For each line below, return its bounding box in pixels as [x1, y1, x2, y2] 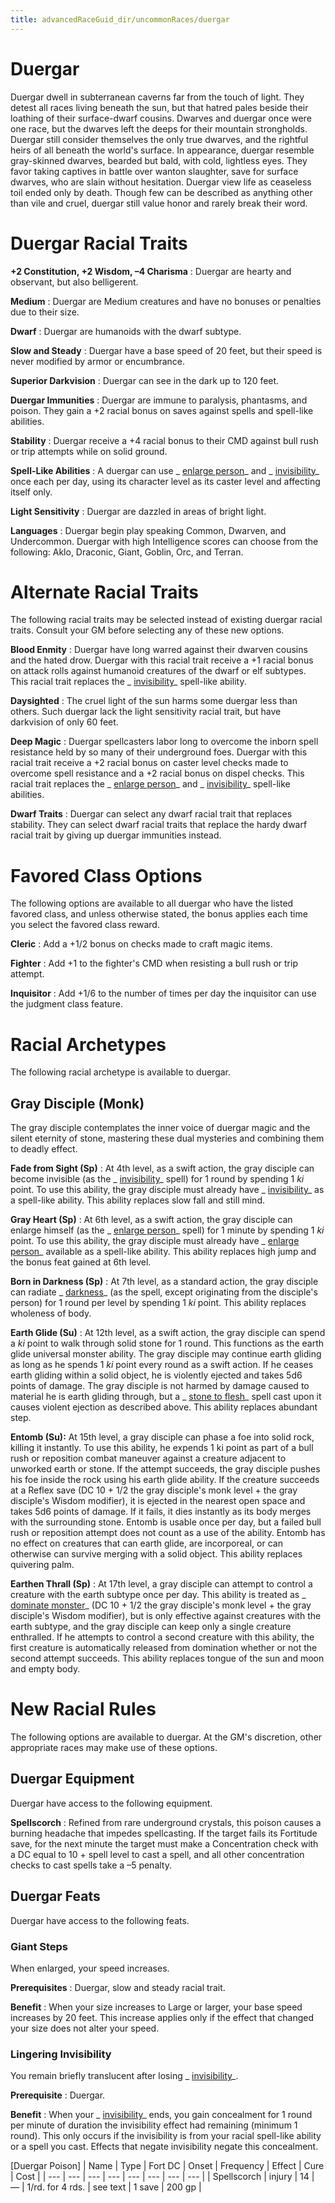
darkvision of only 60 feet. [10, 716, 119, 728]
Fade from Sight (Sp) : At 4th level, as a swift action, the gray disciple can [10, 1162, 315, 1175]
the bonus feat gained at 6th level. [10, 1256, 152, 1268]
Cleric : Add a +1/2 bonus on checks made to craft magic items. [10, 938, 273, 950]
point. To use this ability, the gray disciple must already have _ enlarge [10, 1235, 300, 1247]
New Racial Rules [10, 1698, 157, 1721]
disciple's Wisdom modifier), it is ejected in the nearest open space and [10, 1495, 306, 1507]
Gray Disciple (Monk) [10, 1095, 145, 1112]
